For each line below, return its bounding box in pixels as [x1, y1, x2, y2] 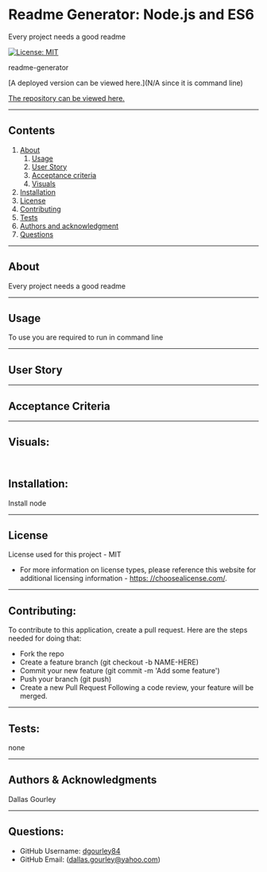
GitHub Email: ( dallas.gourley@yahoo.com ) [19, 855, 161, 864]
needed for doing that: [8, 634, 82, 643]
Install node [8, 498, 47, 508]
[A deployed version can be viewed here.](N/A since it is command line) [8, 78, 244, 87]
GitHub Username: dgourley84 [19, 846, 121, 855]
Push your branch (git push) [19, 674, 112, 684]
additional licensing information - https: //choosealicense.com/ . [19, 574, 228, 583]
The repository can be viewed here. [8, 93, 126, 103]
